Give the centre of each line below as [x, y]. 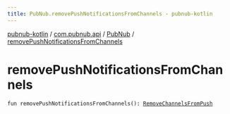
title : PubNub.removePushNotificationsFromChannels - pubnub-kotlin [110, 14]
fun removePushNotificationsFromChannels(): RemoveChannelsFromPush [110, 103]
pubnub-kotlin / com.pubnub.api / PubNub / [71, 34]
